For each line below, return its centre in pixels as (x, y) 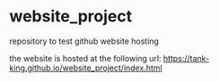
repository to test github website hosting (84, 41)
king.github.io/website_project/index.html (86, 68)
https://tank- (186, 58)
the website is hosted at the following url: (85, 58)
